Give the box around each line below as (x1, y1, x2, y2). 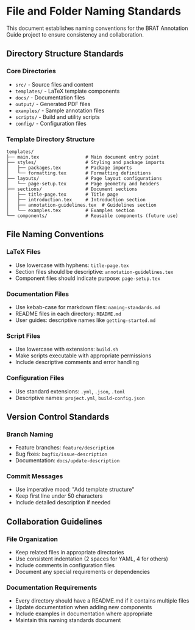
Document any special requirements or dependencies (15, 568, 151, 576)
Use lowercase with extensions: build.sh (15, 346, 119, 353)
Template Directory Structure (6, 135, 95, 143)
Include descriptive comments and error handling (15, 359, 140, 366)
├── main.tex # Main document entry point (6, 154, 160, 160)
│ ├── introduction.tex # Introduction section (6, 196, 146, 202)
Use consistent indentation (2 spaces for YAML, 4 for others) (15, 555, 169, 562)
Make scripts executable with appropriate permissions (15, 352, 152, 359)
